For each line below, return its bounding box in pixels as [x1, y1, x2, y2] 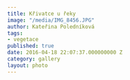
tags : [7, 29, 23, 37]
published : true [7, 42, 54, 49]
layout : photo [7, 62, 49, 69]
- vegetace [7, 36, 39, 43]
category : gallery [7, 56, 60, 63]
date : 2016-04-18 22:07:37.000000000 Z [7, 49, 123, 56]
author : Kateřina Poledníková [7, 23, 95, 30]
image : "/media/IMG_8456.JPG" [7, 17, 95, 24]
